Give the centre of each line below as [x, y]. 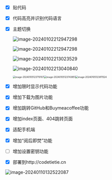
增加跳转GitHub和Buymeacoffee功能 [51, 108]
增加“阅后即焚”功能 [32, 140]
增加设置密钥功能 [30, 151]
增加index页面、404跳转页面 [43, 119]
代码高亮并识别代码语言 [37, 18]
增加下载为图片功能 [33, 97]
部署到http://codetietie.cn [39, 162]
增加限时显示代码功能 [35, 86]
